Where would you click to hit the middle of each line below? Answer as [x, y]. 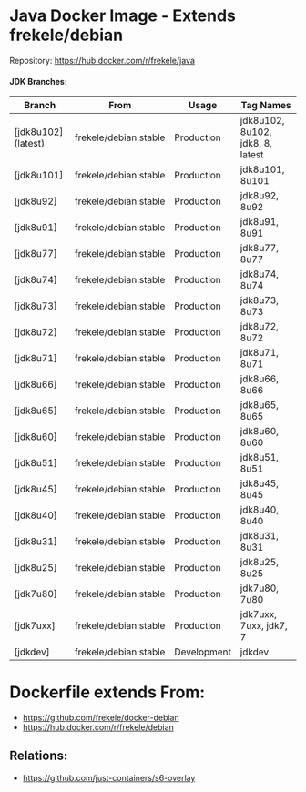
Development [203, 652]
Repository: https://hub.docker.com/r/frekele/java [102, 60]
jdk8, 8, [256, 144]
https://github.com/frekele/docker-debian [101, 718]
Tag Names [266, 106]
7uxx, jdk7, [264, 626]
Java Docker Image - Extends [123, 16]
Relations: [39, 756]
